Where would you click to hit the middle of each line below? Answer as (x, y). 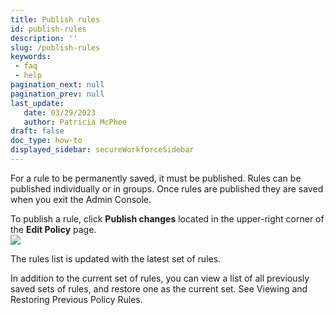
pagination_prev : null (57, 94)
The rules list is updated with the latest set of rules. (116, 258)
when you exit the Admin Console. (81, 199)
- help (28, 76)
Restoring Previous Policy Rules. (76, 299)
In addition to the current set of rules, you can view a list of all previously (160, 278)
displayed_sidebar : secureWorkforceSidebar (102, 150)
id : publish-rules (48, 29)
